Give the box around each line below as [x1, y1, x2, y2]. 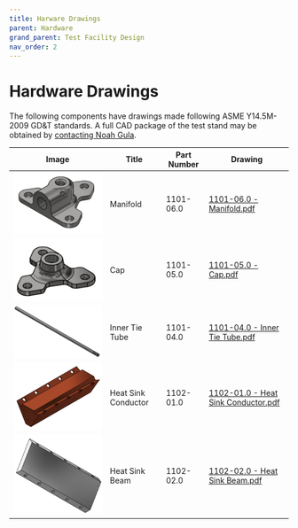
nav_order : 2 [9, 43, 58, 51]
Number [168, 159, 200, 169]
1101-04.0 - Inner [208, 322, 279, 332]
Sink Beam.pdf [208, 475, 263, 485]
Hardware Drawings [9, 82, 160, 102]
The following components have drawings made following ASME [9, 111, 245, 121]
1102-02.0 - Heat [208, 466, 278, 476]
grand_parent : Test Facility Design [9, 33, 145, 42]
